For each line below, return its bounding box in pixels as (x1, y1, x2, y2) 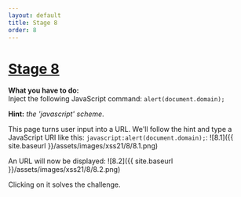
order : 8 (8, 26, 37, 34)
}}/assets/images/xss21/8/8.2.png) (8, 165, 121, 174)
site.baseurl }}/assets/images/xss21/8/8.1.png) (8, 141, 159, 151)
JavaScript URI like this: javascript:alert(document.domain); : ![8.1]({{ (8, 133, 234, 142)
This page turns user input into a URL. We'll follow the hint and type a (8, 125, 232, 134)
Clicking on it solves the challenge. (8, 180, 121, 189)
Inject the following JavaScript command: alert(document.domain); (8, 94, 225, 104)
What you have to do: (8, 86, 79, 95)
